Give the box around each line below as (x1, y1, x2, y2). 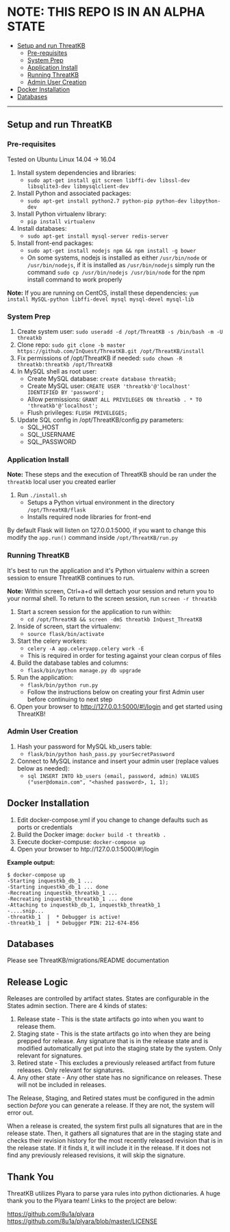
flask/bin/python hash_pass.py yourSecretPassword (27, 751, 175, 757)
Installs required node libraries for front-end (27, 513, 151, 521)
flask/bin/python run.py (27, 681, 99, 689)
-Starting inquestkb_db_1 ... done (7, 883, 109, 890)
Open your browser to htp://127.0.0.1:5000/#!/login (16, 845, 159, 853)
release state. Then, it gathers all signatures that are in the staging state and (7, 1129, 222, 1137)
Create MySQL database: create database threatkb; (27, 374, 177, 383)
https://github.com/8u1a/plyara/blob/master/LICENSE (7, 1217, 157, 1226)
